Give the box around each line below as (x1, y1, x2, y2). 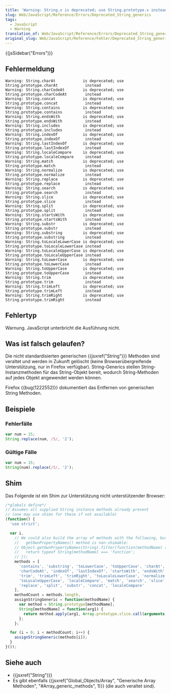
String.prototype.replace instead (5, 181, 101, 186)
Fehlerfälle (5, 420, 33, 427)
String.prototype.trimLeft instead (5, 288, 101, 294)
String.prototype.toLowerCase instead (5, 261, 101, 267)
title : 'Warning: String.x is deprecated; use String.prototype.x (5, 7, 149, 13)
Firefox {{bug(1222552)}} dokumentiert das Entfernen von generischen (5, 385, 154, 391)
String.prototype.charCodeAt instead (5, 91, 101, 97)
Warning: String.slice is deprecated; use (5, 195, 124, 200)
